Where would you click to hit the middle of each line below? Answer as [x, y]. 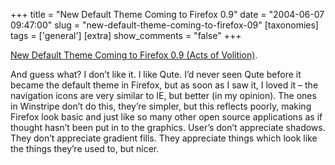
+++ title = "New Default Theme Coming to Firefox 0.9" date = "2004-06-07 [167, 14]
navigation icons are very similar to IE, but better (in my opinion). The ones [163, 95]
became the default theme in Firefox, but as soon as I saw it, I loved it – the [164, 85]
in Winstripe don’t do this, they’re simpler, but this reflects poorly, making [161, 106]
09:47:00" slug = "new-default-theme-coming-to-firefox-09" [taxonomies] [164, 25]
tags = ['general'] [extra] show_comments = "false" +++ [126, 35]
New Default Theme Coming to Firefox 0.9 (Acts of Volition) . [134, 55]
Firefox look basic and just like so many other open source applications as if [166, 117]
